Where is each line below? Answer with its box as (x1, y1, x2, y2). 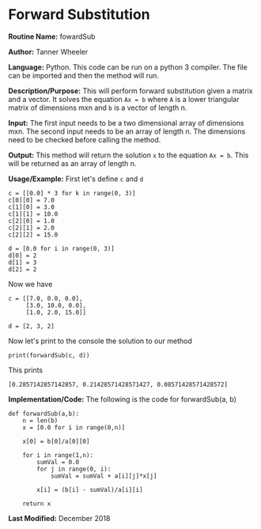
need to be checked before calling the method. (8, 134, 161, 144)
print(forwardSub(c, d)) (8, 351, 90, 359)
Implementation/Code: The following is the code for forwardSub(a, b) (8, 394, 237, 404)
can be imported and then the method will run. (8, 70, 160, 80)
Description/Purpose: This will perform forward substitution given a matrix (8, 85, 253, 96)
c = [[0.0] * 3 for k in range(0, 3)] (8, 189, 136, 197)
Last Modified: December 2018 (8, 513, 111, 523)
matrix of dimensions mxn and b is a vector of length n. (8, 103, 187, 112)
